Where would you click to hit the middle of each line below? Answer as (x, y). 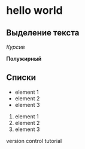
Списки (21, 78)
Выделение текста (43, 33)
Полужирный (24, 59)
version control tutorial (34, 141)
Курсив (16, 47)
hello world (34, 11)
